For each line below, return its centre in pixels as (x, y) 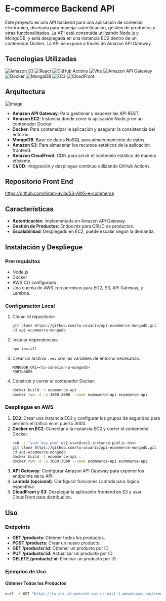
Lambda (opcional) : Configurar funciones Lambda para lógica (76, 482)
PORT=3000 (22, 372)
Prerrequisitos (23, 261)
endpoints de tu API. (33, 476)
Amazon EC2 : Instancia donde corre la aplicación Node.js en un (78, 118)
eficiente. (22, 161)
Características (29, 209)
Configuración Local (30, 306)
